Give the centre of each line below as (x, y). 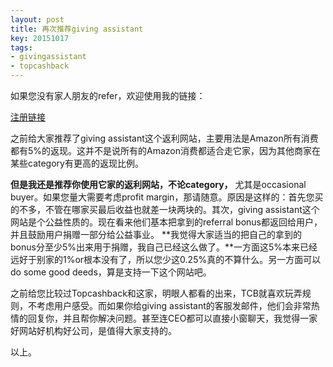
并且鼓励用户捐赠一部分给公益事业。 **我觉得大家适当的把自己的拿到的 (156, 234)
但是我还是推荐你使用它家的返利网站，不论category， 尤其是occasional (158, 184)
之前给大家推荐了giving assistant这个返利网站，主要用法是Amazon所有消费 (164, 138)
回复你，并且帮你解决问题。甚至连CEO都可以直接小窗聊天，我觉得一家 (172, 318)
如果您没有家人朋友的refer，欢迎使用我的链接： (108, 95)
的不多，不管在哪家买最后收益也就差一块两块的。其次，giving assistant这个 (165, 209)
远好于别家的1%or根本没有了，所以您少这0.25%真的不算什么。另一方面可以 (166, 259)
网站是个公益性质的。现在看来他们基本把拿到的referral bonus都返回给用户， (166, 222)
